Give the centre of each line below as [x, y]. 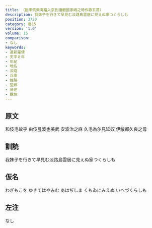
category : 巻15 [21, 24]
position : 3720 [21, 19]
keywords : [16, 47]
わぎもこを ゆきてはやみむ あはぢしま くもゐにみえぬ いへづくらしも [76, 190]
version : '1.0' [21, 29]
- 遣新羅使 [15, 52]
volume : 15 [17, 33]
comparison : [18, 38]
